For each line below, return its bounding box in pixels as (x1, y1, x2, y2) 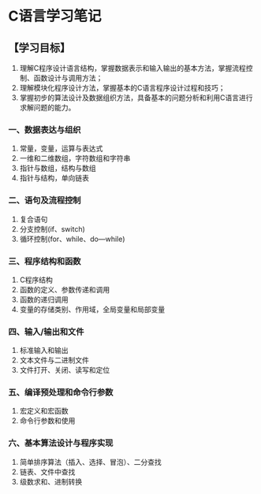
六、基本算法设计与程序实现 (8, 438, 114, 449)
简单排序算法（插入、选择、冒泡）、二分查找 (19, 457, 162, 466)
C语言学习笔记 (8, 7, 102, 25)
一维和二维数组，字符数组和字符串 (19, 154, 131, 163)
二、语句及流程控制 (8, 195, 81, 206)
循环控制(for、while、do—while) (19, 234, 125, 243)
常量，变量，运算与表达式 (19, 143, 103, 154)
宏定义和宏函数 (19, 407, 69, 416)
